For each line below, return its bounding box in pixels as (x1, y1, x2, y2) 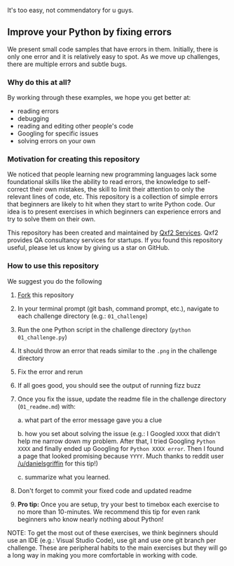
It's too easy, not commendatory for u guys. (7, 6, 134, 14)
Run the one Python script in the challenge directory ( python (17, 325, 191, 334)
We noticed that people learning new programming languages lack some (7, 170, 217, 178)
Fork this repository (17, 291, 74, 299)
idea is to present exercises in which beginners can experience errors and (7, 207, 221, 216)
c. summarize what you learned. (17, 473, 111, 481)
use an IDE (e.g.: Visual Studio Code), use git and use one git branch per (7, 536, 216, 544)
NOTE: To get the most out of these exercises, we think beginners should (7, 528, 219, 537)
